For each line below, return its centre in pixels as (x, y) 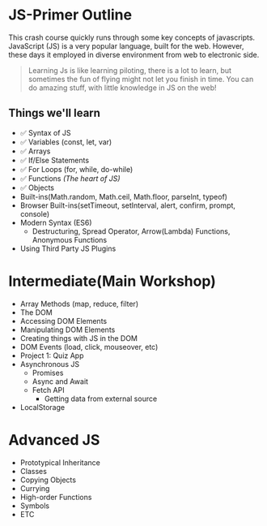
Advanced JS (54, 440)
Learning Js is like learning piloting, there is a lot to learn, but (130, 70)
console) (35, 213)
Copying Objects (48, 480)
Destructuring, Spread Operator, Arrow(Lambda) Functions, (131, 231)
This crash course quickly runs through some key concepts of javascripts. (132, 37)
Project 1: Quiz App (52, 356)
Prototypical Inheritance (60, 462)
